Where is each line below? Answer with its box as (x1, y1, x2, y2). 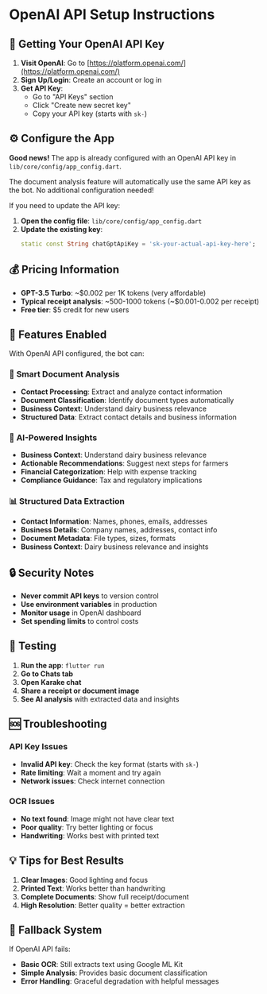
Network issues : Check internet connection (20, 776, 165, 786)
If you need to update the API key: (9, 200, 121, 210)
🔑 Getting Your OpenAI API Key (9, 37, 165, 51)
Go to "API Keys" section (32, 92, 114, 101)
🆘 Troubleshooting (9, 717, 107, 731)
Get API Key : (20, 83, 63, 93)
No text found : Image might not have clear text (20, 814, 175, 823)
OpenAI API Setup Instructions (9, 6, 215, 24)
